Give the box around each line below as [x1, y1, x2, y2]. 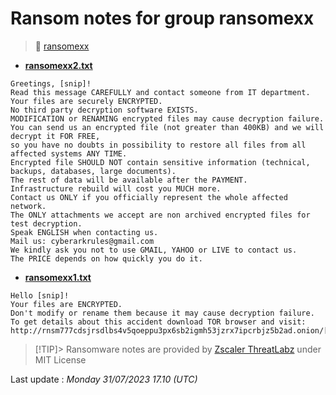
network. [10, 201, 47, 211]
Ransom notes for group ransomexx [10, 7, 315, 30]
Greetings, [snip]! [10, 78, 92, 89]
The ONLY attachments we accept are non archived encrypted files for [10, 210, 311, 220]
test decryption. [10, 218, 83, 229]
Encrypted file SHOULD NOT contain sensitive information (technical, [10, 157, 311, 167]
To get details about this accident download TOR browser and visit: [10, 317, 307, 327]
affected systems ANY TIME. [10, 148, 128, 159]
